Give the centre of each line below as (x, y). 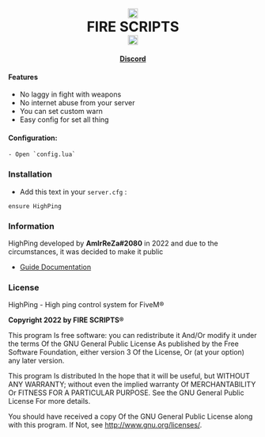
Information (31, 226)
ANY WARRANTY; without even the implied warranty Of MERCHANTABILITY (132, 385)
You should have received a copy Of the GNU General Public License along (131, 416)
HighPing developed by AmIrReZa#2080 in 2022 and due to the (114, 243)
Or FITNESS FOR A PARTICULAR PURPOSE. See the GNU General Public (126, 393)
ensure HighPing (35, 206)
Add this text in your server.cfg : (73, 192)
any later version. (36, 361)
